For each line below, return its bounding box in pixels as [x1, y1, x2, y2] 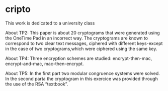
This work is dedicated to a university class [5, 20, 95, 26]
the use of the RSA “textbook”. [5, 81, 68, 87]
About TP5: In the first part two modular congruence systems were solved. [5, 70, 160, 76]
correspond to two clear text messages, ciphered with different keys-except [5, 40, 163, 46]
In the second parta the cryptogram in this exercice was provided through [5, 75, 158, 81]
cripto [5, 3, 31, 15]
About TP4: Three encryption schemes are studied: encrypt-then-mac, [5, 55, 152, 61]
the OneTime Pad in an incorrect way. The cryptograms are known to [5, 35, 148, 41]
